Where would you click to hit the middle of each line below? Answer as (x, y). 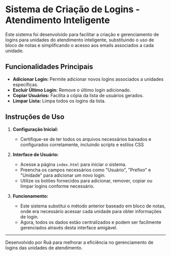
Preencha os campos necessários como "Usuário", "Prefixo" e (85, 170)
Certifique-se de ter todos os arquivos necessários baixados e (86, 139)
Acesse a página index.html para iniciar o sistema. (73, 164)
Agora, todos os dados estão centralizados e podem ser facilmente (91, 222)
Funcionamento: (30, 196)
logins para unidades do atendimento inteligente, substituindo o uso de (80, 40)
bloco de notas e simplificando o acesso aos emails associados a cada (80, 45)
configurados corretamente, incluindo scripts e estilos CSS (82, 145)
